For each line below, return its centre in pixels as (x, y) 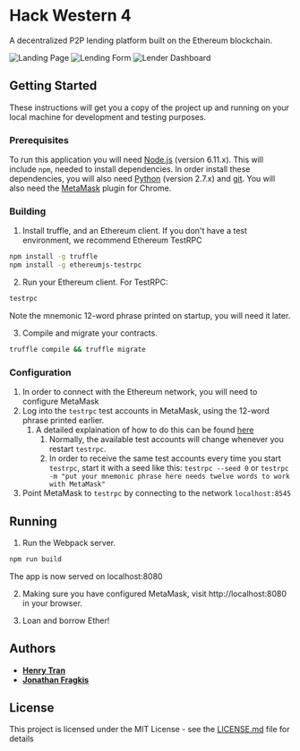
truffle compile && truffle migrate (77, 349)
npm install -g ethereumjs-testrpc (76, 265)
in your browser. (52, 603)
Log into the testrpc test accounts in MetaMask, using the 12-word (146, 411)
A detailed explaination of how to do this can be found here (145, 430)
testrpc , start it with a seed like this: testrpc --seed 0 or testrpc (169, 468)
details (21, 738)
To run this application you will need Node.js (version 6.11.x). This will (137, 160)
